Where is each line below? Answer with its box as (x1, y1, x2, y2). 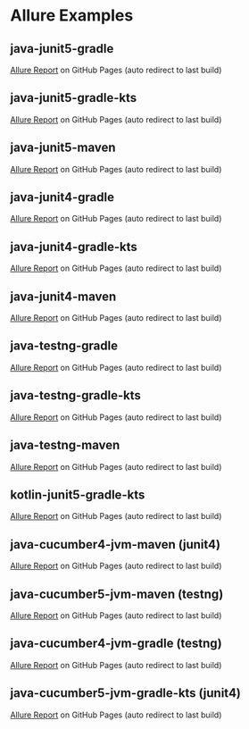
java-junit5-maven (10, 140, 116, 155)
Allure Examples (10, 5, 134, 26)
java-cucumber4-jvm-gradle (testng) (10, 636, 222, 651)
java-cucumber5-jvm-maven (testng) (10, 586, 224, 601)
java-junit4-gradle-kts (10, 239, 137, 255)
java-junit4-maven (10, 289, 117, 304)
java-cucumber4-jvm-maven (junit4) (10, 537, 221, 552)
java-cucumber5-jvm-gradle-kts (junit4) (10, 685, 242, 701)
